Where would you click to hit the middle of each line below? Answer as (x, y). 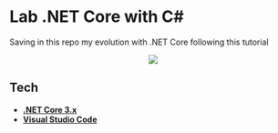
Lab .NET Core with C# (97, 17)
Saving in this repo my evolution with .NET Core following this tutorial (139, 42)
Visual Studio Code (60, 119)
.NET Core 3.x (50, 109)
